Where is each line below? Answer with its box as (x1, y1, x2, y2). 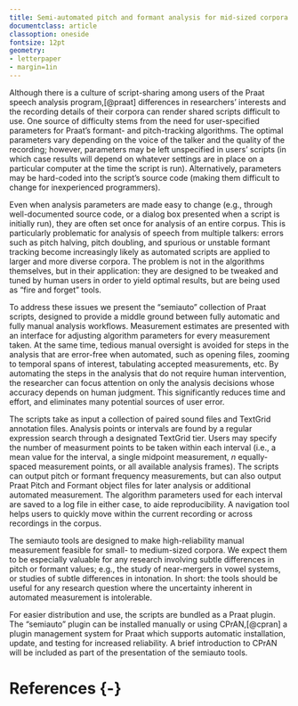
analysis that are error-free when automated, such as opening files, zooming (9, 349, 290, 359)
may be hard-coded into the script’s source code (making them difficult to (9, 172, 280, 183)
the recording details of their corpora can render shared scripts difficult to (9, 106, 280, 117)
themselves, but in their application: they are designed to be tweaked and (9, 265, 278, 276)
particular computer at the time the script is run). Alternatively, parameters (9, 162, 282, 174)
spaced (9, 461, 37, 472)
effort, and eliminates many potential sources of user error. (9, 396, 225, 406)
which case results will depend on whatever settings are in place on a (9, 153, 264, 164)
